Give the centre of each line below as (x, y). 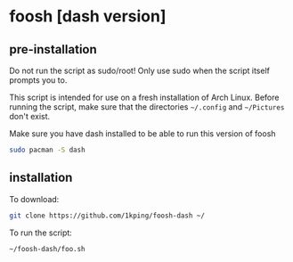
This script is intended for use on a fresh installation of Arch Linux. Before (144, 97)
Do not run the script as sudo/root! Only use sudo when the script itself (139, 70)
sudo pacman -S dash (48, 150)
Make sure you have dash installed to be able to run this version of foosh (142, 134)
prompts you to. (38, 80)
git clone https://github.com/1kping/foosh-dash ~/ (107, 216)
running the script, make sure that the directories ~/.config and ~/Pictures (147, 107)
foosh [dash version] (88, 16)
